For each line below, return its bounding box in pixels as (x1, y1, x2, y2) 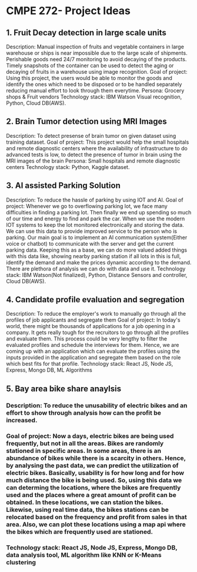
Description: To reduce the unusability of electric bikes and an (6, 401, 188, 409)
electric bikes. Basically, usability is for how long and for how (6, 468, 184, 477)
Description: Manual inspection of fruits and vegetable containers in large (6, 43, 184, 50)
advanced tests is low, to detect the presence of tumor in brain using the (6, 151, 182, 158)
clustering (6, 558, 36, 566)
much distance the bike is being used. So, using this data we (6, 476, 182, 484)
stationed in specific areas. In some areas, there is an (6, 447, 162, 455)
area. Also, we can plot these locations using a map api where (6, 520, 186, 528)
